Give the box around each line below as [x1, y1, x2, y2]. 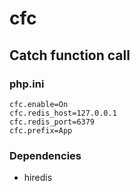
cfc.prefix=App [9, 125, 73, 136]
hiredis [23, 172, 53, 184]
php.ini [9, 77, 45, 91]
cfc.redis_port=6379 [9, 117, 96, 127]
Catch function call [9, 47, 131, 64]
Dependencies [9, 148, 82, 162]
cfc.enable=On [9, 99, 69, 109]
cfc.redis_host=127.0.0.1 [9, 108, 117, 118]
